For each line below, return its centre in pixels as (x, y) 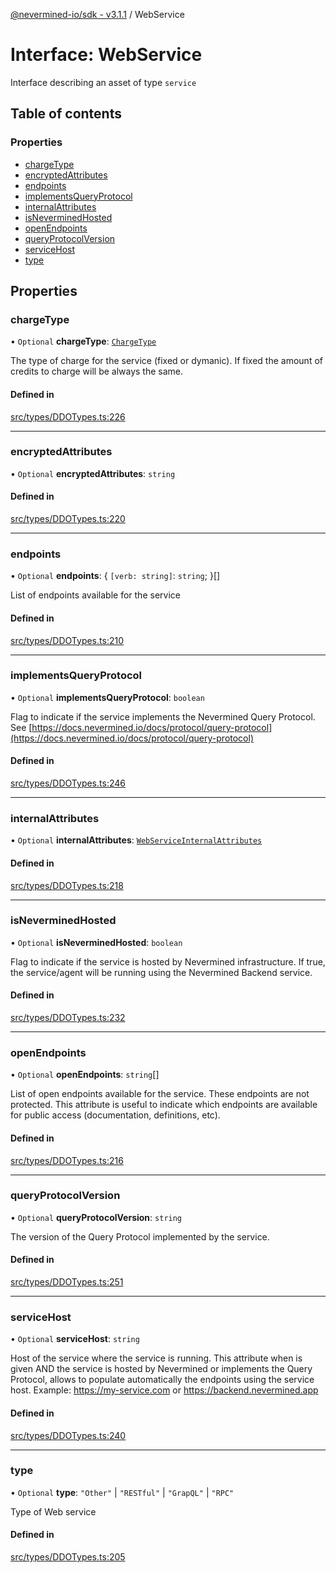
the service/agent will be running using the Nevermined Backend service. (161, 972)
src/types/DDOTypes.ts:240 (68, 1435)
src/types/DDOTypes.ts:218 (67, 885)
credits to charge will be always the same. (97, 371)
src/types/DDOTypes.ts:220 (68, 519)
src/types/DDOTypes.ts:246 (68, 783)
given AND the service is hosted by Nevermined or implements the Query (161, 1369)
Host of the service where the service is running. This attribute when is (156, 1358)
